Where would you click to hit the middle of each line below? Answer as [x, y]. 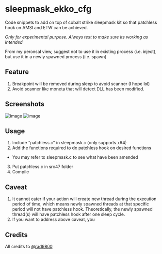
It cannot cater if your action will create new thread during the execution [84, 199]
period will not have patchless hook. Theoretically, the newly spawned [82, 209]
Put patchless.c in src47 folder [43, 167]
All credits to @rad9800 [29, 246]
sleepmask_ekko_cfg [49, 9]
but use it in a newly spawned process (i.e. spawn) [56, 56]
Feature [17, 72]
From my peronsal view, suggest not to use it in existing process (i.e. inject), [81, 51]
